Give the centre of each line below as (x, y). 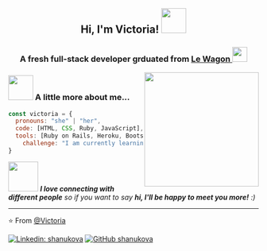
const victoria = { (41, 114)
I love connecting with (77, 188)
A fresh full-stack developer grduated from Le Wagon (125, 59)
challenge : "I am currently (69, 144)
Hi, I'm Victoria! (120, 30)
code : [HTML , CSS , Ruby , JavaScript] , (80, 129)
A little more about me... (82, 98)
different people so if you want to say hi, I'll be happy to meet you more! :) (132, 197)
